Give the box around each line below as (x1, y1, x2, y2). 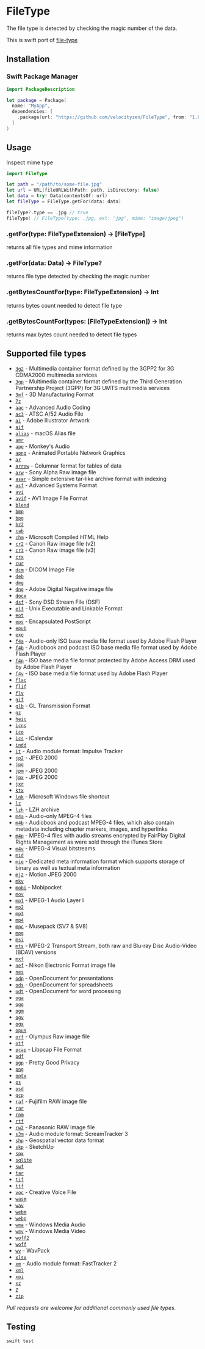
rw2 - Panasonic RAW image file (15, 1123, 95, 1130)
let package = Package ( (6, 97, 67, 103)
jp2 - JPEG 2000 (15, 754, 58, 761)
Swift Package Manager (6, 72, 79, 81)
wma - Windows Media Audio (15, 1221, 86, 1228)
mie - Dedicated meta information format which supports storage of (15, 858, 185, 865)
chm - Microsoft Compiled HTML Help (15, 533, 109, 541)
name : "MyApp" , (12, 103, 51, 109)
